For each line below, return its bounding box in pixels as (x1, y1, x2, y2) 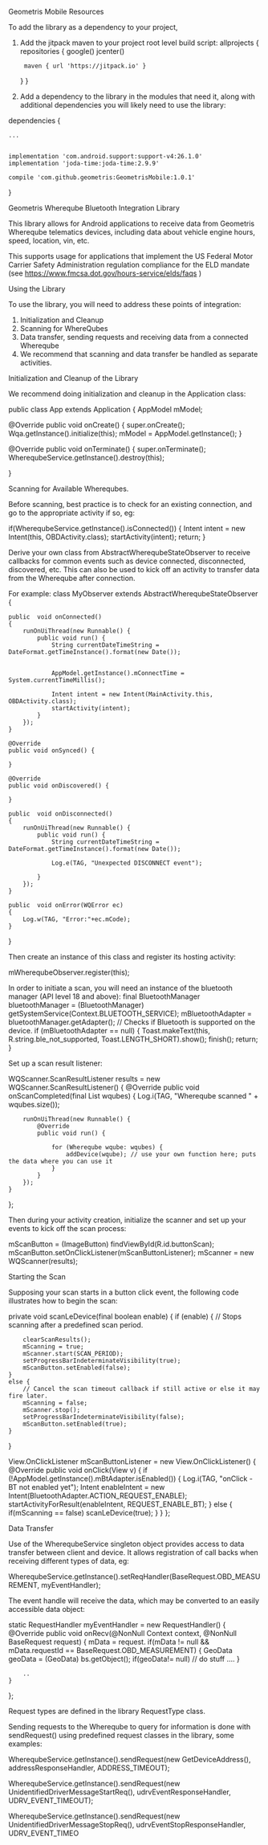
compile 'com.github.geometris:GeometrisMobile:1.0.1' (8, 174, 196, 182)
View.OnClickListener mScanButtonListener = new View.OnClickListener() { (8, 1457, 257, 1466)
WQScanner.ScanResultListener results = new (8, 1074, 160, 1083)
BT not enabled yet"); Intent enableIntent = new (8, 1483, 165, 1491)
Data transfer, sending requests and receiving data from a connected (19, 333, 249, 342)
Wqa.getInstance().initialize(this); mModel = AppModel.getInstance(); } (8, 429, 242, 438)
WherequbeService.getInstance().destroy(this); (8, 453, 164, 462)
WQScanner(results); (8, 1257, 79, 1266)
